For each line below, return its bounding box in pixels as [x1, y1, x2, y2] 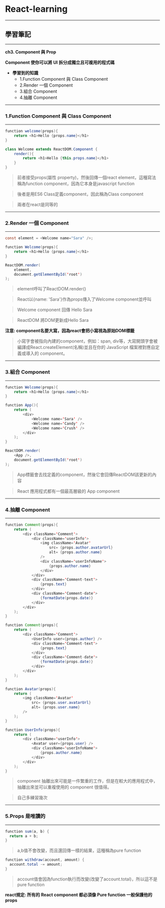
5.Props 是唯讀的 [5, 813, 46, 820]
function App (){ [5, 403, 38, 408]
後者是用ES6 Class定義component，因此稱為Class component [17, 191, 144, 197]
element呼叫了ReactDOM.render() [17, 286, 86, 292]
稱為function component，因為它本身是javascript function [17, 181, 135, 187]
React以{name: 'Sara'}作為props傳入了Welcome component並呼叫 [17, 296, 152, 302]
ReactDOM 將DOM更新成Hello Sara [17, 317, 89, 323]
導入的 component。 [26, 350, 68, 356]
